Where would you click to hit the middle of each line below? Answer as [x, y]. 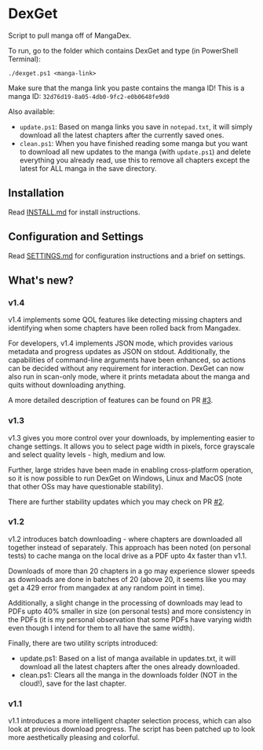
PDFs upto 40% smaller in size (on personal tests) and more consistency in [130, 611]
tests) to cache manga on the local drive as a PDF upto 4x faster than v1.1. [128, 555]
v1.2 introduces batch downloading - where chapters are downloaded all [125, 539]
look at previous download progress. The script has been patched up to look [131, 729]
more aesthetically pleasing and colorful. [74, 737]
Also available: [31, 112]
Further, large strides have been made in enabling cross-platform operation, [131, 470]
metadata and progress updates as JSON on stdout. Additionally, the [119, 352]
